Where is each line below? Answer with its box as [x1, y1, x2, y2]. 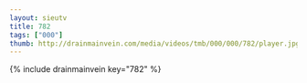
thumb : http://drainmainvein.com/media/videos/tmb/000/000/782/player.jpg [9, 38, 301, 48]
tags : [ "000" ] [9, 30, 64, 39]
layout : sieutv [9, 13, 68, 23]
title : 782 [9, 22, 51, 31]
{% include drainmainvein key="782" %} [9, 64, 162, 75]
